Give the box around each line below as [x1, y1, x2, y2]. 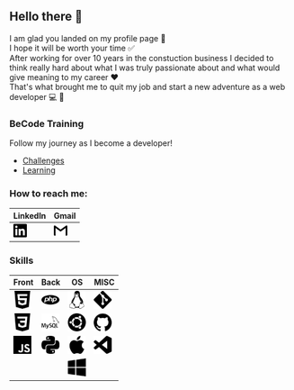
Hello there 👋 [9, 9, 84, 24]
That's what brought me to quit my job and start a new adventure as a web [9, 81, 286, 92]
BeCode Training [9, 117, 85, 130]
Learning [22, 165, 56, 176]
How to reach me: [9, 187, 88, 200]
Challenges [22, 155, 65, 167]
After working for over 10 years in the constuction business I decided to [9, 52, 274, 63]
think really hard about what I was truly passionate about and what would [9, 62, 281, 73]
